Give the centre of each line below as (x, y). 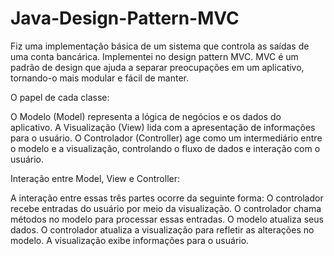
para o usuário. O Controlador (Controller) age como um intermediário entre (166, 138)
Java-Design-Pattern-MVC (125, 18)
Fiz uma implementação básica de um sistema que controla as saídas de (160, 46)
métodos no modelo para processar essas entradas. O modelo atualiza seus (167, 219)
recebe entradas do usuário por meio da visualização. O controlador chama (166, 208)
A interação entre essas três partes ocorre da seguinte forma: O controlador (167, 198)
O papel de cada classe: (60, 97)
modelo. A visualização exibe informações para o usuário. (130, 240)
